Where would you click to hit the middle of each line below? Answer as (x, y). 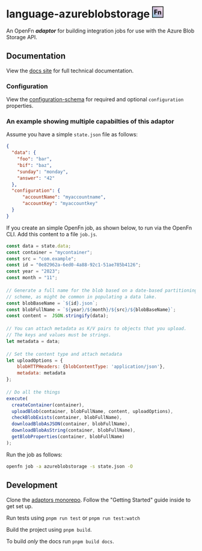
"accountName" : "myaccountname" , (64, 197)
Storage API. (22, 37)
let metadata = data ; (33, 341)
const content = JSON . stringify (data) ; (58, 316)
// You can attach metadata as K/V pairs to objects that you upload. (96, 329)
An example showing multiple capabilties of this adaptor (90, 121)
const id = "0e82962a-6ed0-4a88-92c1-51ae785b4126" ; (74, 265)
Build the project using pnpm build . (49, 529)
